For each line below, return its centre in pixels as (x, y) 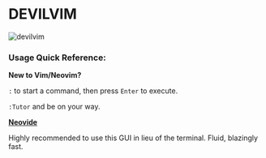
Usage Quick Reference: (58, 58)
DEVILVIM (43, 14)
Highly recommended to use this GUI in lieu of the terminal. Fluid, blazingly (133, 138)
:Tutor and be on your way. (54, 107)
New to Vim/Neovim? (45, 75)
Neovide (23, 122)
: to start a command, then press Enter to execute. (93, 91)
